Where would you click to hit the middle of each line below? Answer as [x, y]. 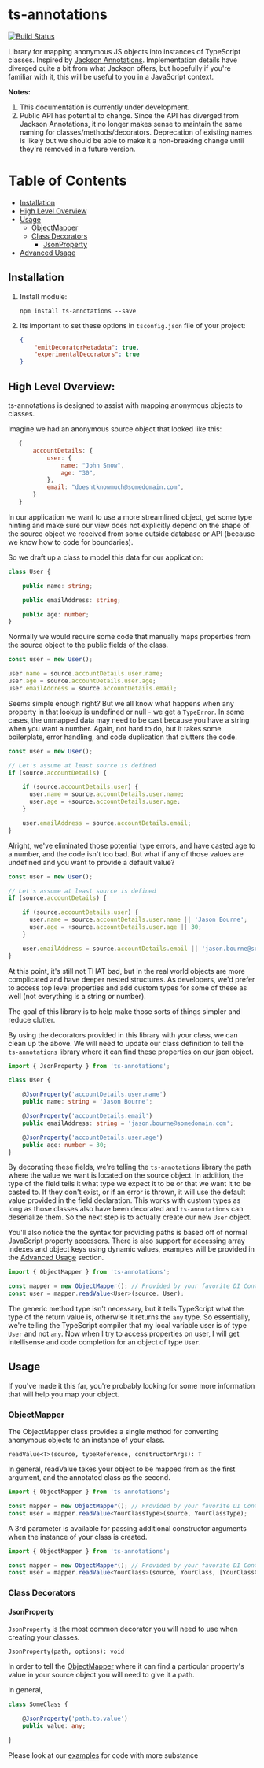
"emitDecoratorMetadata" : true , [87, 347]
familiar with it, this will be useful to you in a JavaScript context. [111, 76]
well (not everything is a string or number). [77, 996]
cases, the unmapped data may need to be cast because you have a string [129, 720]
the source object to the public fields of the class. [88, 645]
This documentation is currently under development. [104, 107]
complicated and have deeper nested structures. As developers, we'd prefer [132, 979]
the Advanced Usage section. [56, 1258]
